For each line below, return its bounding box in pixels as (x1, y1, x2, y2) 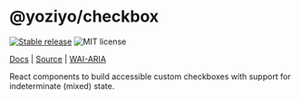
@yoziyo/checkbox (9, 6, 160, 27)
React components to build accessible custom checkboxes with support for (9, 70, 292, 82)
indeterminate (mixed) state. (9, 80, 115, 91)
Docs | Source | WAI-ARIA (9, 53, 107, 64)
